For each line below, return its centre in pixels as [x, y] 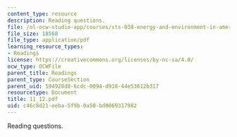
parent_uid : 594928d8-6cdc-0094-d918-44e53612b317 [83, 86]
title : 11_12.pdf [33, 100]
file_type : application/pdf [49, 40]
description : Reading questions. [56, 20]
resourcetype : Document [42, 93]
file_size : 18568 [33, 34]
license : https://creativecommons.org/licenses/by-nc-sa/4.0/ [101, 60]
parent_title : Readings [42, 73]
